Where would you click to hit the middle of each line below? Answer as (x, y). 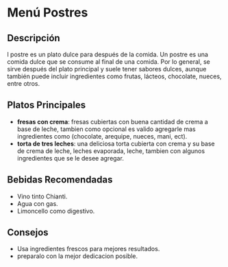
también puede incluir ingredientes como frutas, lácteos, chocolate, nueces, (114, 76)
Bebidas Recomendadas (60, 180)
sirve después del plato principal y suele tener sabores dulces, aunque (107, 69)
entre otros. (23, 83)
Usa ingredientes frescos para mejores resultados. (88, 249)
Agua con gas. (37, 203)
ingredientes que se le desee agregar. (71, 158)
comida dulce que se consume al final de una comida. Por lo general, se (109, 62)
